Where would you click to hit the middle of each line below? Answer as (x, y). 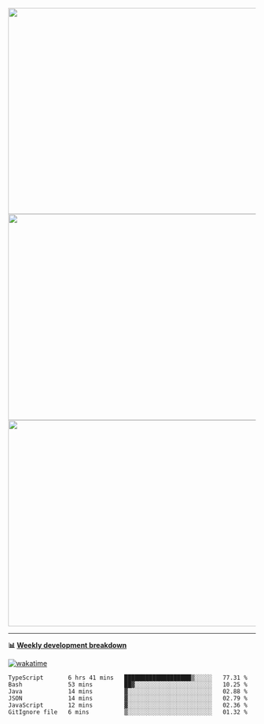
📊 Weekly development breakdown (68, 645)
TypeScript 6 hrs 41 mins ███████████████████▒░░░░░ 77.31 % (128, 678)
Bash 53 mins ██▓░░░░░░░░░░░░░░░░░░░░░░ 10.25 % (128, 685)
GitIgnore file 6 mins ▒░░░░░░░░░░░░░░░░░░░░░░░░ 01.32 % (128, 712)
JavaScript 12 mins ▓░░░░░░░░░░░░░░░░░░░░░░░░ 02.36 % (128, 705)
